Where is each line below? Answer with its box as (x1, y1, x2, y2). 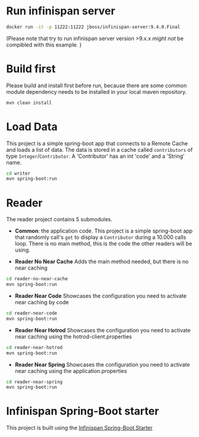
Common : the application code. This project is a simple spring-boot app (14, 227, 193, 234)
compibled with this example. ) (6, 41, 82, 48)
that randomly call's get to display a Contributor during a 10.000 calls (14, 234, 186, 241)
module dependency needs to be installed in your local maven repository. (6, 88, 187, 95)
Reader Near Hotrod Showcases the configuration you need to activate (14, 326, 191, 334)
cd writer (6, 170, 31, 176)
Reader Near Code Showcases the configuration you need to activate (14, 292, 187, 300)
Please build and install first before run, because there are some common (6, 82, 187, 89)
